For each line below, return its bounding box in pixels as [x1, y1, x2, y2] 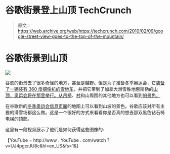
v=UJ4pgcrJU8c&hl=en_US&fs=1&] [5, 142, 78, 149]
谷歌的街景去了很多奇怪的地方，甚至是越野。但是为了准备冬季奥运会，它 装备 [5, 79, 165, 86]
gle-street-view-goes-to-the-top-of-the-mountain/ [17, 33, 124, 39]
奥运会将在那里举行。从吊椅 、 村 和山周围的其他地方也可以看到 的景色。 [14, 92, 160, 98]
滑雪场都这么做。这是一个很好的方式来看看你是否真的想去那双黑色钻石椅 [14, 109, 165, 115]
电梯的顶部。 [5, 116, 32, 122]
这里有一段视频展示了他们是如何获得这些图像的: [5, 126, 105, 132]
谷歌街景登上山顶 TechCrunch [5, 5, 132, 16]
